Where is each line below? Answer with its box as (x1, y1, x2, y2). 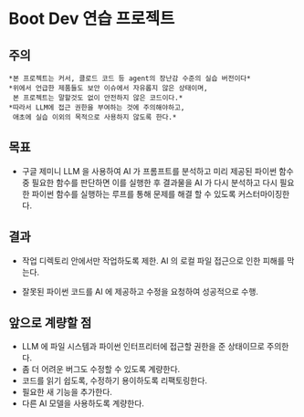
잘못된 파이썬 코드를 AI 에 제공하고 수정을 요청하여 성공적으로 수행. (21, 286, 259, 297)
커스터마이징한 (237, 188, 290, 199)
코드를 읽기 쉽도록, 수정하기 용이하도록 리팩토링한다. (21, 375, 207, 386)
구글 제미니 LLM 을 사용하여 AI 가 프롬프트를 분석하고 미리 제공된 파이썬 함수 (21, 165, 294, 176)
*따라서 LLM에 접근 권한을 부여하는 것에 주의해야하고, (8, 103, 185, 112)
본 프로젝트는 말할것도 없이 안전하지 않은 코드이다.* (12, 93, 183, 102)
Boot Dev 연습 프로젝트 (8, 8, 175, 29)
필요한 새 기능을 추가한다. (21, 387, 113, 398)
